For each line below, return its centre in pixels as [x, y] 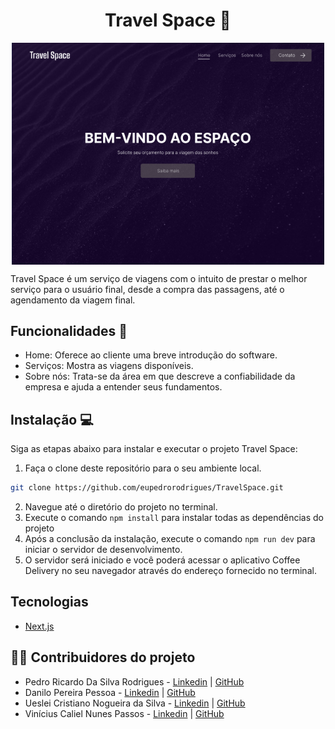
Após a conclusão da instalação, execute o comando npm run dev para [170, 539]
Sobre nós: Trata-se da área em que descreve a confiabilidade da [160, 376]
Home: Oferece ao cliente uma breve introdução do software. [151, 355]
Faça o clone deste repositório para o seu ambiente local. [143, 468]
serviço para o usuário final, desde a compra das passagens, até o [147, 289]
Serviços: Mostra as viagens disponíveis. [109, 366]
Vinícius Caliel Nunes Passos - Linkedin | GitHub [124, 713]
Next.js [39, 626]
